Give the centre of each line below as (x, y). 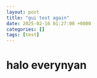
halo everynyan (47, 65)
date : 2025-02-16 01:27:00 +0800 (49, 23)
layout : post (23, 12)
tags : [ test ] (23, 35)
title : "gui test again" (38, 18)
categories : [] (26, 29)
